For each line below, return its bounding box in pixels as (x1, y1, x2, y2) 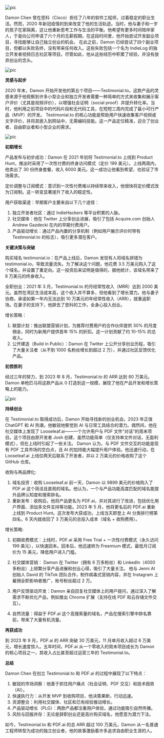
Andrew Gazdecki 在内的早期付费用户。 (12, 222, 92, 228)
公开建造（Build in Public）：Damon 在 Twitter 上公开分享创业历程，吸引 (12, 341, 156, 346)
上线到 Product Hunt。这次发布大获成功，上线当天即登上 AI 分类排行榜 (12, 510, 154, 516)
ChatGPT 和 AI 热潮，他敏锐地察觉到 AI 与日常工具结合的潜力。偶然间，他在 (5, 422, 157, 428)
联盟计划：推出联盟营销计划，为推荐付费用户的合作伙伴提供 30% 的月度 (12, 322, 157, 328)
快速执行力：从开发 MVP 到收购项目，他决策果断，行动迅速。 (12, 693, 136, 698)
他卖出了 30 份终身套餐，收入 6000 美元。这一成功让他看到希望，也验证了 (5, 166, 155, 172)
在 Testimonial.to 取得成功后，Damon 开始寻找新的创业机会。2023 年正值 (5, 416, 153, 422)
